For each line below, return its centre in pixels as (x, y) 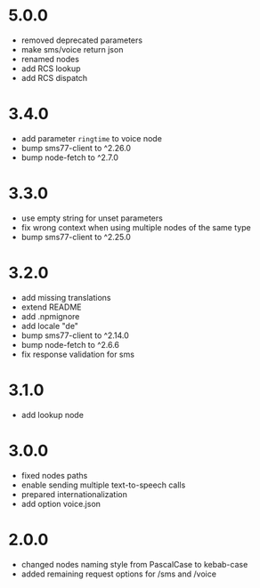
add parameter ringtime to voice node (91, 138)
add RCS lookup (51, 68)
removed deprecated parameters (82, 40)
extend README (51, 307)
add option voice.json (61, 503)
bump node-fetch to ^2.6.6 (70, 344)
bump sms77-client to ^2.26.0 (76, 148)
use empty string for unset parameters (92, 218)
